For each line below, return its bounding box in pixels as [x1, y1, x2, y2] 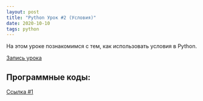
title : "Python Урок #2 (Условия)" [6, 15, 97, 21]
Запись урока [6, 54, 43, 61]
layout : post [6, 9, 40, 15]
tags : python [6, 26, 40, 32]
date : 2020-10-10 [6, 20, 50, 26]
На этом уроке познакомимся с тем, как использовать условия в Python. [6, 43, 198, 50]
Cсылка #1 [6, 88, 33, 96]
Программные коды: [6, 72, 91, 82]
